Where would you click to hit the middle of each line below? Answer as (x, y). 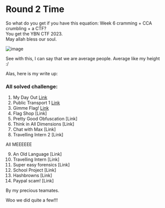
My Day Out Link (30, 97)
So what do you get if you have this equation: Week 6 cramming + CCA (79, 23)
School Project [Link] (34, 170)
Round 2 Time (35, 9)
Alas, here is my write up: (32, 73)
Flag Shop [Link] (30, 113)
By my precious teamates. (32, 190)
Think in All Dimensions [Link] (43, 124)
